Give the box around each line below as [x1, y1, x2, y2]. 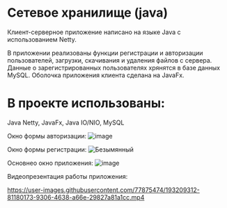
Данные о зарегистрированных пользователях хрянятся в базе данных [7, 63, 221, 72]
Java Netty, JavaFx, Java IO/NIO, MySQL [7, 118, 125, 127]
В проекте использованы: [7, 95, 166, 111]
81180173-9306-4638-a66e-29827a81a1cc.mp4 [7, 193, 145, 201]
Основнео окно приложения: [7, 159, 94, 167]
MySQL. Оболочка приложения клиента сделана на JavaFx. [7, 71, 185, 79]
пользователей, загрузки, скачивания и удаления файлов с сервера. [7, 56, 212, 64]
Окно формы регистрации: [7, 145, 87, 154]
